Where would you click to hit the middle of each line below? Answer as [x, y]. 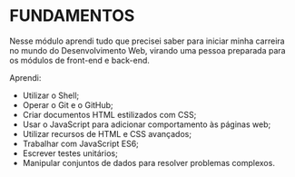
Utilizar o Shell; [51, 95]
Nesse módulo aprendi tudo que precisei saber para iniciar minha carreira [147, 41]
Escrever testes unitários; [70, 153]
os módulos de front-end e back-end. [79, 60]
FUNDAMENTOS [72, 16]
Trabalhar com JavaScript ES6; [80, 143]
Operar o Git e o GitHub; [68, 104]
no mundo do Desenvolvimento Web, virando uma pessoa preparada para [147, 50]
